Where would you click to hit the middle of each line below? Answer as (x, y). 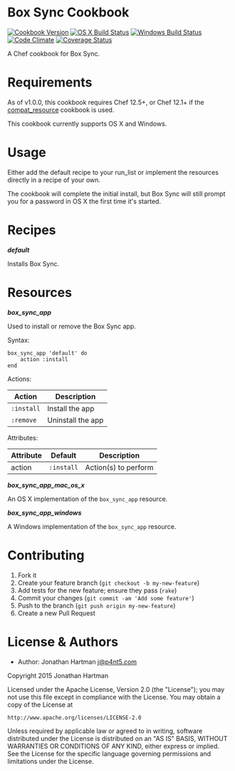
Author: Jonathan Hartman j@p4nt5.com (77, 662)
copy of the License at (40, 705)
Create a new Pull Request (57, 613)
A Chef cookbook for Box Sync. (54, 54)
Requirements (50, 82)
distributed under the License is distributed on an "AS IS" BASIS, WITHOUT (117, 738)
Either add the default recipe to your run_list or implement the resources (113, 172)
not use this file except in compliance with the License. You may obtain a (114, 697)
